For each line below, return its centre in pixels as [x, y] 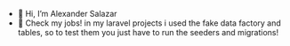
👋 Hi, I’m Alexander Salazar [67, 14]
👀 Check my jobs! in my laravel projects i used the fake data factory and [149, 23]
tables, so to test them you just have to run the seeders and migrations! [148, 32]
